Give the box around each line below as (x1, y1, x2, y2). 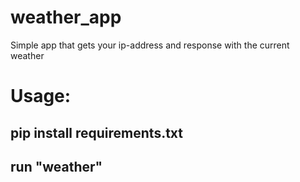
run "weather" (10, 158, 103, 175)
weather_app (10, 6, 122, 29)
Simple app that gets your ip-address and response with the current (10, 39, 290, 51)
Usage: (10, 85, 72, 108)
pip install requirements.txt (10, 124, 184, 141)
